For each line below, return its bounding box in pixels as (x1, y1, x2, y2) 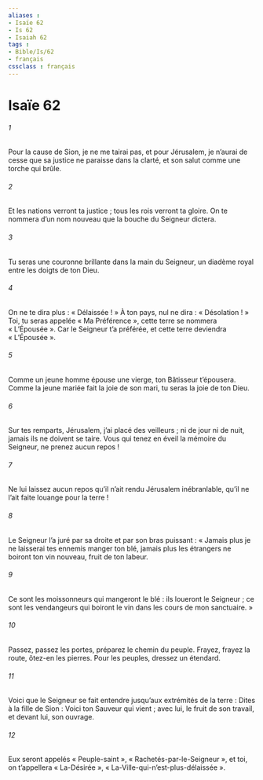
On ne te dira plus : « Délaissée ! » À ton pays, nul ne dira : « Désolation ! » (8, 307, 250, 317)
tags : (8, 41, 30, 49)
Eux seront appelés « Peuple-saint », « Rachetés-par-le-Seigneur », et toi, (8, 755, 248, 764)
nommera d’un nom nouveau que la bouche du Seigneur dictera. (8, 214, 217, 224)
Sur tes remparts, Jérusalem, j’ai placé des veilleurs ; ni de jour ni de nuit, (8, 426, 245, 435)
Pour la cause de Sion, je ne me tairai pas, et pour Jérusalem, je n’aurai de (8, 147, 248, 157)
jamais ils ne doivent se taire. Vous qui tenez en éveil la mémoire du (8, 434, 227, 444)
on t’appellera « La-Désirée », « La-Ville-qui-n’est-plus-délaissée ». (8, 763, 226, 772)
